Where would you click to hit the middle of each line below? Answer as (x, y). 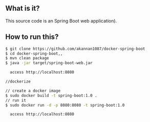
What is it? (23, 8)
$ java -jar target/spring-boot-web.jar (49, 63)
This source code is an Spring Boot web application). (61, 21)
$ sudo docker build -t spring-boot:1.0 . (51, 95)
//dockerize (18, 82)
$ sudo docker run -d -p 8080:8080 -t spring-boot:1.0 (65, 105)
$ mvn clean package (27, 58)
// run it (16, 100)
